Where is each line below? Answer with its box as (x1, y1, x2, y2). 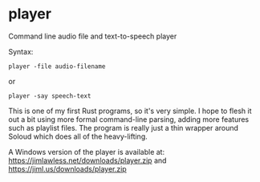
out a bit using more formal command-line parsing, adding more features (8, 114, 250, 124)
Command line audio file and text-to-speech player (8, 31, 177, 41)
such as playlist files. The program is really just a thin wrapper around (8, 123, 239, 132)
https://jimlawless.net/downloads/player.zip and (8, 156, 167, 165)
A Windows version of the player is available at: (8, 147, 165, 156)
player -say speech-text (8, 91, 91, 100)
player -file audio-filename (8, 62, 106, 71)
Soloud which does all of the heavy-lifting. (8, 131, 148, 141)
